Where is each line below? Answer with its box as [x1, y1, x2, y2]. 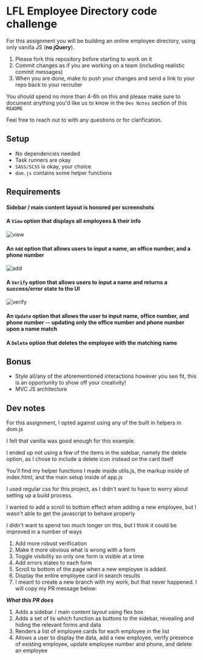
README [6, 105, 23, 111]
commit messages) [15, 68, 63, 75]
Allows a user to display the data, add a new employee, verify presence [15, 634, 194, 641]
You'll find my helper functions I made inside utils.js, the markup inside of [6, 467, 189, 475]
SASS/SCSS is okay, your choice [15, 162, 92, 170]
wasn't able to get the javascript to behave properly [6, 510, 135, 517]
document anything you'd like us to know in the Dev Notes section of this [6, 99, 187, 107]
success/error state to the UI [6, 285, 81, 292]
